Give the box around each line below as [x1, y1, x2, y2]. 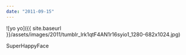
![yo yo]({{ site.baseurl [6, 25, 61, 32]
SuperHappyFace [6, 42, 49, 49]
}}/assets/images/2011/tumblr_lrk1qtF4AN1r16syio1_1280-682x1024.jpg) [6, 30, 181, 38]
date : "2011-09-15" [6, 8, 55, 15]
